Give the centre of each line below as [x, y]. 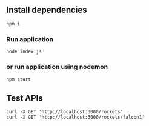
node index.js [24, 52]
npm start [19, 79]
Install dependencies [47, 10]
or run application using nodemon [57, 67]
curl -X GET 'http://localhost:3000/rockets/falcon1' [76, 118]
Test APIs [25, 98]
